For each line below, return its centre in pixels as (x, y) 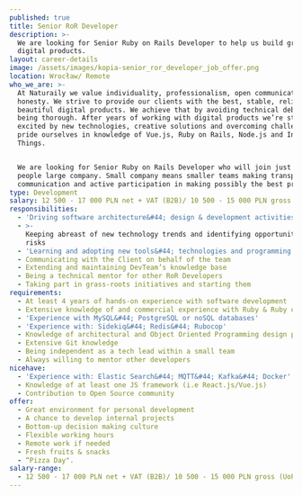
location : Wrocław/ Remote (60, 76)
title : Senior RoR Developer (64, 26)
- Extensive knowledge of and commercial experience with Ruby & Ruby (152, 310)
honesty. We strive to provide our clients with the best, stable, (147, 101)
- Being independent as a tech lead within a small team (126, 352)
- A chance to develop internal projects (96, 418)
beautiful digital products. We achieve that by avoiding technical (148, 110)
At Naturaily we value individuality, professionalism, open (134, 93)
